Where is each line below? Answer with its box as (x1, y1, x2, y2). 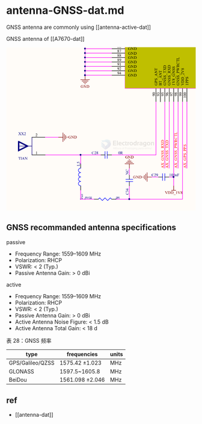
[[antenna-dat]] (14, 411, 54, 419)
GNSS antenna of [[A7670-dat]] (6, 35, 85, 42)
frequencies (67, 351, 98, 358)
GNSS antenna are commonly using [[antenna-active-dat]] (6, 23, 151, 31)
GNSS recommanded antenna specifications (6, 223, 176, 233)
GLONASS (8, 367, 34, 375)
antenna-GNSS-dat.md (6, 4, 124, 17)
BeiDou (8, 376, 27, 383)
